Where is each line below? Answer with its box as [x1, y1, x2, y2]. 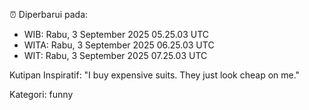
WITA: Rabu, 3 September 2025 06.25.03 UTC [23, 39, 215, 51]
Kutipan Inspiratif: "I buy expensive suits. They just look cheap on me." [9, 69, 301, 81]
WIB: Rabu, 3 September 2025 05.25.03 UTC [23, 29, 209, 40]
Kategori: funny [9, 89, 74, 100]
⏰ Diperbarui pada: [9, 9, 89, 20]
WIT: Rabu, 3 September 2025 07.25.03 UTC [23, 50, 208, 61]
